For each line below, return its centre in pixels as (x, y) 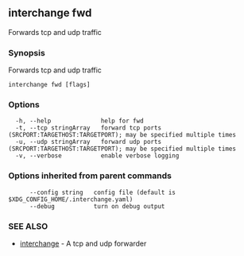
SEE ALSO (28, 226)
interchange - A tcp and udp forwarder (83, 243)
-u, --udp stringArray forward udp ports (88, 142)
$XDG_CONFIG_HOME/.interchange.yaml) (71, 199)
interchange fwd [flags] (49, 85)
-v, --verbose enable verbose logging (97, 156)
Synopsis (27, 52)
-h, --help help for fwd (80, 121)
